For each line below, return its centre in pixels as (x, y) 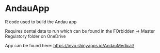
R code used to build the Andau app (41, 22)
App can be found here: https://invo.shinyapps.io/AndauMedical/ (70, 45)
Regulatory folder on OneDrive (36, 36)
